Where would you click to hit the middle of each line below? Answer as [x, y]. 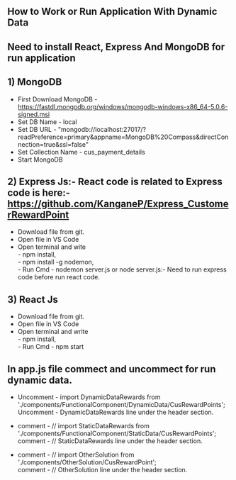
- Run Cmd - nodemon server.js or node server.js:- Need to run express [122, 269]
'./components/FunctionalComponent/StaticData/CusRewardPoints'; [117, 434]
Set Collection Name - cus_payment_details [81, 152]
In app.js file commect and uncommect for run [112, 369]
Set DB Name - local [47, 122]
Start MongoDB [40, 160]
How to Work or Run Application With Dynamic [112, 12]
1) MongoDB [35, 82]
